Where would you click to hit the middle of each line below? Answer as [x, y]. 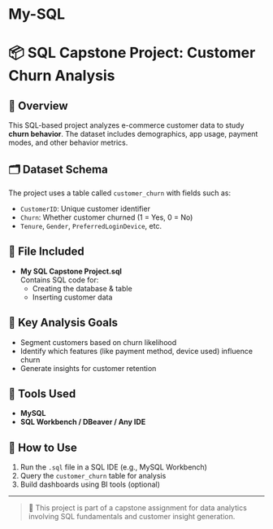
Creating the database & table [82, 288]
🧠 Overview [38, 105]
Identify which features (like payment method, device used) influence [136, 351]
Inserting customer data [72, 297]
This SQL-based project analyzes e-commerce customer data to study [126, 125]
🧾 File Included [47, 252]
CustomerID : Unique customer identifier [85, 209]
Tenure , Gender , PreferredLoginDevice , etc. [91, 226]
